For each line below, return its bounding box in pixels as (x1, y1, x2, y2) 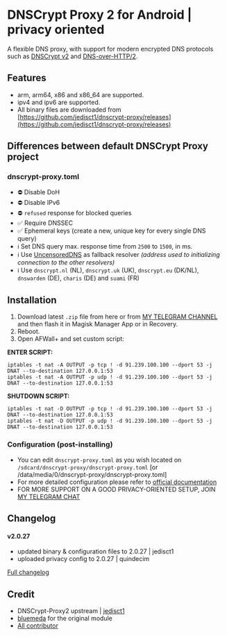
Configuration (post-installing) (7, 440, 113, 449)
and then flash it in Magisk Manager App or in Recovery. (17, 320, 178, 328)
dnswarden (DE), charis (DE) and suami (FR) (17, 274, 140, 283)
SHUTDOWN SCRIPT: (7, 392, 70, 401)
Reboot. (17, 327, 40, 336)
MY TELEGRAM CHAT (17, 492, 81, 501)
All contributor (17, 621, 59, 630)
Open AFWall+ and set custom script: (17, 335, 125, 343)
